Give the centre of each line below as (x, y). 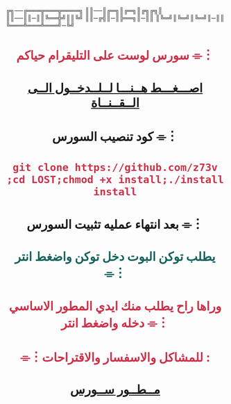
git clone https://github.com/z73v (115, 167)
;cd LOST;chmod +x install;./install (115, 180)
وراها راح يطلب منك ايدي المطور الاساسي (115, 306)
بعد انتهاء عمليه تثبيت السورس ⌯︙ (115, 225)
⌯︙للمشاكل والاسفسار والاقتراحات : (115, 357)
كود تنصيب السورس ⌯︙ (115, 137)
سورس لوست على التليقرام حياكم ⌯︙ (115, 56)
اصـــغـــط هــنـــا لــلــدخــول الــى (115, 88)
